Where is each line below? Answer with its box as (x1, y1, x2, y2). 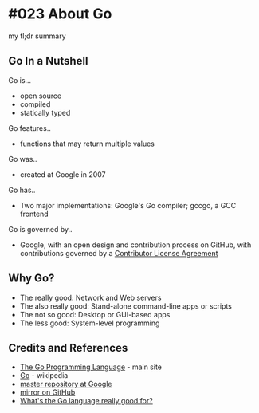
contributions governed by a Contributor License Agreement (19, 248, 218, 258)
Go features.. (8, 123, 52, 132)
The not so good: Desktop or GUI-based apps (19, 309, 171, 319)
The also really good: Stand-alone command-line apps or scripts (19, 301, 233, 311)
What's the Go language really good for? (19, 396, 153, 406)
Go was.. (8, 154, 37, 163)
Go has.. (8, 185, 36, 195)
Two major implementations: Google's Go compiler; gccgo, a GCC (19, 200, 237, 210)
